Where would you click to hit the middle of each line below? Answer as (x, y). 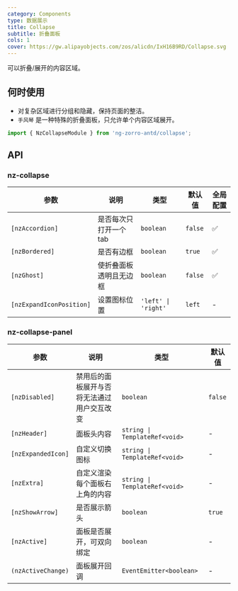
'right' (153, 308)
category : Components (39, 14)
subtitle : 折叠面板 (34, 34)
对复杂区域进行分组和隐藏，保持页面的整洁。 (83, 111)
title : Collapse (31, 27)
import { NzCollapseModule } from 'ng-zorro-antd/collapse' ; (100, 133)
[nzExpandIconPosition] (51, 305)
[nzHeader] (29, 433)
